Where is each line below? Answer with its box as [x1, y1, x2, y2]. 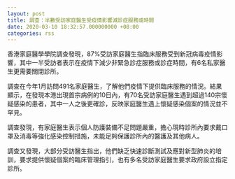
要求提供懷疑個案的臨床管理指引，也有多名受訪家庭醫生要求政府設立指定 [19, 155, 228, 164]
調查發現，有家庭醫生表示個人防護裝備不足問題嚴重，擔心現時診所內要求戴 [7, 123, 222, 131]
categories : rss [7, 29, 55, 37]
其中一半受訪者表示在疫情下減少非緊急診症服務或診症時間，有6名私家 [19, 59, 220, 67]
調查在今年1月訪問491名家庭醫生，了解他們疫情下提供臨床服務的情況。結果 [7, 82, 222, 91]
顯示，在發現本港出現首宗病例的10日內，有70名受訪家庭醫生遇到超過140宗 [7, 91, 222, 99]
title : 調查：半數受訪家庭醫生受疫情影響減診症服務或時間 [7, 17, 155, 24]
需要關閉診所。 [19, 67, 63, 76]
